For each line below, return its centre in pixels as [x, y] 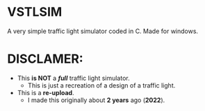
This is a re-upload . [46, 92]
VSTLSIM [35, 12]
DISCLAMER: [45, 59]
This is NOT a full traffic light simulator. [73, 78]
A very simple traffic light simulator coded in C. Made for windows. [103, 31]
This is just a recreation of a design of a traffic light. [101, 85]
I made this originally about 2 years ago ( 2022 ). [96, 100]
